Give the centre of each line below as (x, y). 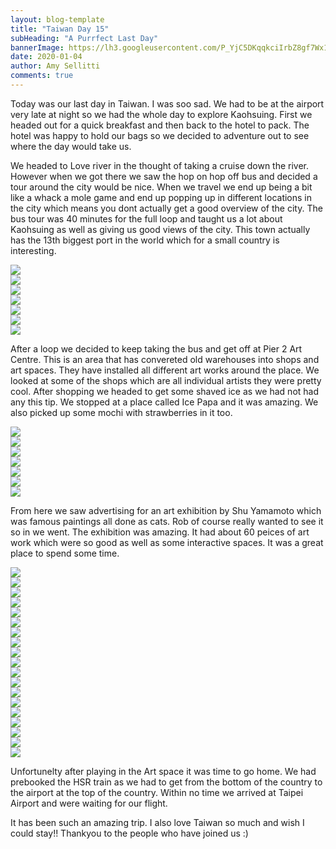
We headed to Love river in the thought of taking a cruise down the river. (160, 165)
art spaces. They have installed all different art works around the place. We (165, 370)
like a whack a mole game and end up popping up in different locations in (161, 197)
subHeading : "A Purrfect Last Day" (84, 38)
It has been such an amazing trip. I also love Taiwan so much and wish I (157, 822)
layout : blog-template (57, 19)
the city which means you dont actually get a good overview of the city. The (166, 208)
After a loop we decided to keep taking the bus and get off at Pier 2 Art (156, 348)
